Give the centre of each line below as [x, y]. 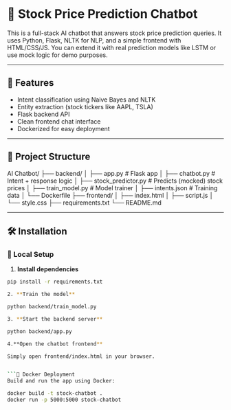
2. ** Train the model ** [41, 295]
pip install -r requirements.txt [55, 282]
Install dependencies [48, 269]
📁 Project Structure [49, 157]
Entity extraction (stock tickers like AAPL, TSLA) [85, 106]
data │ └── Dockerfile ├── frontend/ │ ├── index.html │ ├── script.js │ [110, 195]
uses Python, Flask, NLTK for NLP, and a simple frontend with [94, 40]
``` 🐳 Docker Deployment [41, 375]
